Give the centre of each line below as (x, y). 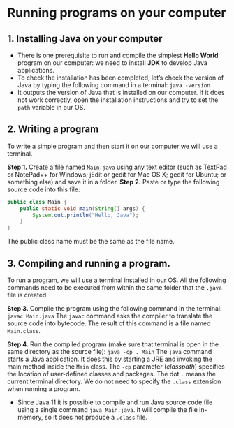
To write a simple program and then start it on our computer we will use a (112, 146)
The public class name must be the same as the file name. (91, 242)
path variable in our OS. (51, 107)
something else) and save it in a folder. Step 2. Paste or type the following (114, 182)
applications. (36, 70)
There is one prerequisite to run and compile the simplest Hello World (118, 55)
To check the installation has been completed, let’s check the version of (120, 78)
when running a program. (44, 389)
